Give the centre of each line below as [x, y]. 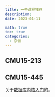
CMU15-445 [24, 77]
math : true [16, 27]
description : [18, 14]
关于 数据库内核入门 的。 [29, 90]
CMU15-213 [23, 61]
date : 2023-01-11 [23, 19]
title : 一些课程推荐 [24, 10]
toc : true [15, 32]
